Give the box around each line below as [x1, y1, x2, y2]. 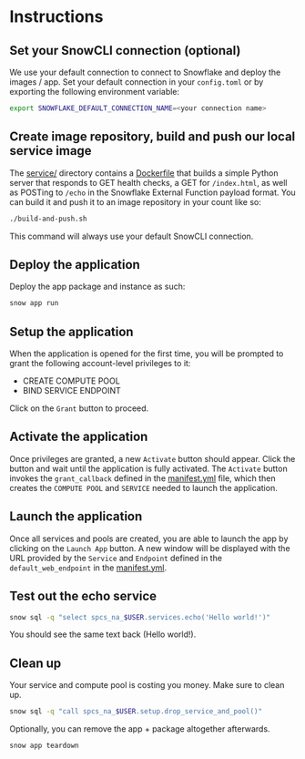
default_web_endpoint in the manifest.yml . [9, 562, 167, 573]
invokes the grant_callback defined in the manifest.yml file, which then [9, 472, 276, 484]
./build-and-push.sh [9, 214, 88, 223]
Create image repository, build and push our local [9, 129, 296, 145]
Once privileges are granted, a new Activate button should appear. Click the [9, 453, 296, 464]
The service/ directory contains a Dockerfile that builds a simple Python [9, 167, 279, 179]
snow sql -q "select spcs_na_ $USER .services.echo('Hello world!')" [9, 612, 271, 621]
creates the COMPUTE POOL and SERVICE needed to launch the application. [9, 482, 278, 493]
